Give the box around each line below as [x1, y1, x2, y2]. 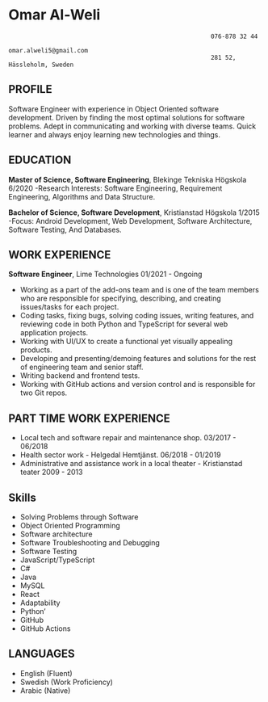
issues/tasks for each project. [19, 302, 119, 312]
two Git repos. [19, 388, 68, 397]
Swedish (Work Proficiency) [19, 677, 113, 687]
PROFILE [8, 82, 52, 96]
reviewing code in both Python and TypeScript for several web [19, 319, 228, 329]
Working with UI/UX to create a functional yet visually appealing [19, 337, 232, 347]
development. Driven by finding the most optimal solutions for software [8, 112, 245, 122]
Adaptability [19, 598, 61, 607]
